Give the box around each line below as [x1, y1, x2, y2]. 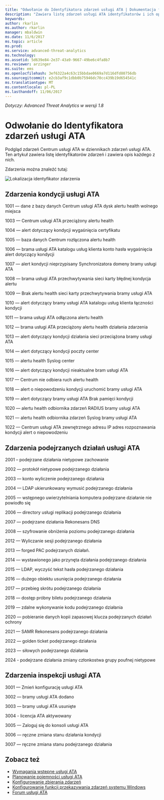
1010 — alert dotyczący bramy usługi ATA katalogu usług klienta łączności [5, 300, 154, 306]
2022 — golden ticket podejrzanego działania [5, 638, 97, 644]
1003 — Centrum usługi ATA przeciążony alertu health [5, 218, 114, 224]
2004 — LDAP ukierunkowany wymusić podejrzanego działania [5, 485, 133, 491]
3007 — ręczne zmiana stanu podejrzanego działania [5, 741, 112, 747]
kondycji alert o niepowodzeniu [5, 429, 68, 435]
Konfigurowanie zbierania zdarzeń [12, 779, 82, 785]
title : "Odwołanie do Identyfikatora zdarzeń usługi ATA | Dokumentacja [5, 7, 156, 12]
